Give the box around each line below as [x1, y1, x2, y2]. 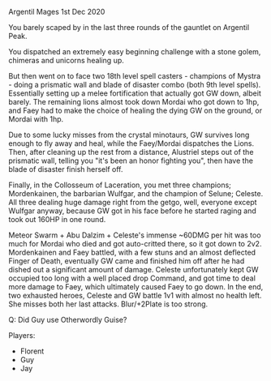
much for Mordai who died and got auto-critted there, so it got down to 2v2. [8, 239, 262, 248]
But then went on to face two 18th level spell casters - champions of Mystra [8, 71, 261, 80]
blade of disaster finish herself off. [8, 165, 123, 173]
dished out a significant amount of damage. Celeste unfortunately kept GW [8, 265, 259, 274]
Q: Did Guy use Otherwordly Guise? [8, 315, 127, 324]
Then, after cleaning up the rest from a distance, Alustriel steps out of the [8, 148, 254, 156]
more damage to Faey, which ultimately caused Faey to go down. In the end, [8, 282, 264, 291]
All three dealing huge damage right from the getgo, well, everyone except [8, 198, 257, 207]
